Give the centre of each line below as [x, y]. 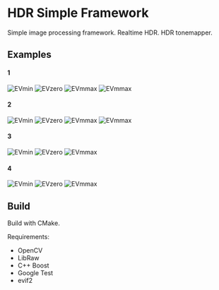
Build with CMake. [34, 223]
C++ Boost [33, 265]
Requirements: [28, 236]
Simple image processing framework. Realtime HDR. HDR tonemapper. [110, 32]
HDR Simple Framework [78, 13]
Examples [29, 55]
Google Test [35, 272]
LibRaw [28, 258]
